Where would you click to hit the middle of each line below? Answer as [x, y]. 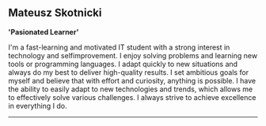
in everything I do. [38, 106]
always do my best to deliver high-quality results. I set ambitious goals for [129, 72]
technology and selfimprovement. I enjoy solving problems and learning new [133, 55]
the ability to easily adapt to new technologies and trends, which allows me [131, 89]
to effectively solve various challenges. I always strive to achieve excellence [132, 97]
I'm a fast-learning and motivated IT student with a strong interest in [119, 47]
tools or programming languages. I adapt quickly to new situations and [123, 64]
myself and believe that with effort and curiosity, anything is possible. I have [132, 80]
